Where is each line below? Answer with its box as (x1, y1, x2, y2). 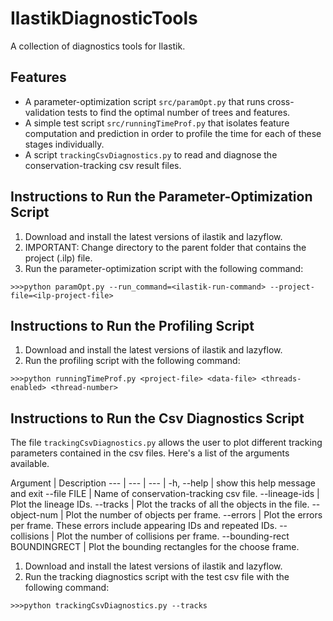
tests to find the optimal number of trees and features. (67, 106, 291, 118)
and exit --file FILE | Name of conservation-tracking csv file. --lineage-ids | (10, 488, 320, 500)
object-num (10, 509, 59, 521)
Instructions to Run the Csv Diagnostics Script (10, 410, 305, 427)
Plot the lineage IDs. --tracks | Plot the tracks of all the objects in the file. (10, 498, 310, 511)
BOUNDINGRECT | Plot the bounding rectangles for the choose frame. (10, 541, 300, 553)
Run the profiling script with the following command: (24, 355, 241, 367)
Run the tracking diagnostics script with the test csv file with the (24, 571, 290, 583)
